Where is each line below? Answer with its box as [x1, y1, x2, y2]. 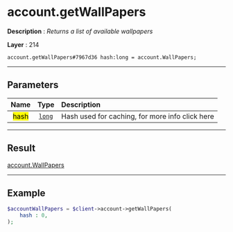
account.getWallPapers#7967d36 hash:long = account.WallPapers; [7, 53, 197, 61]
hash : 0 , [19, 212, 49, 219]
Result [7, 143, 36, 154]
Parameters [7, 79, 59, 91]
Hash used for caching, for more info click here [61, 111, 214, 121]
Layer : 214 [7, 40, 40, 48]
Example [7, 187, 46, 199]
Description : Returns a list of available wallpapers [7, 27, 153, 35]
